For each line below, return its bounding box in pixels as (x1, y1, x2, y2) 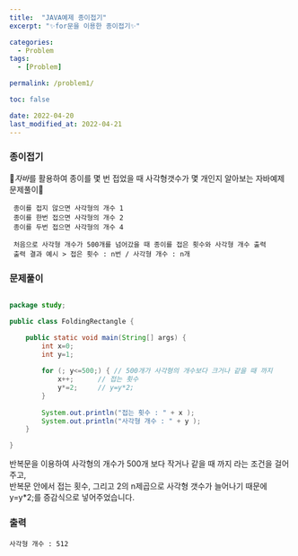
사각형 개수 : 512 (9, 539, 69, 548)
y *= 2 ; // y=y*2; (57, 383, 135, 393)
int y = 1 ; (41, 350, 74, 359)
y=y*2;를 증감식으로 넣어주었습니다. (9, 492, 136, 503)
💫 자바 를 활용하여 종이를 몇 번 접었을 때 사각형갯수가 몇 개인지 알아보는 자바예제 (9, 172, 285, 184)
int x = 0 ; (41, 342, 74, 351)
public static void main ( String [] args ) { (25, 333, 187, 342)
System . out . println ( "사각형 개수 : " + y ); (41, 416, 202, 426)
